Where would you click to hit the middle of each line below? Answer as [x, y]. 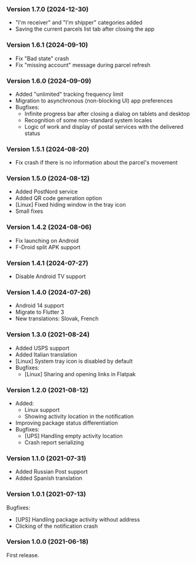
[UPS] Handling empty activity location [73, 436]
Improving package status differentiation [66, 423]
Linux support [42, 409]
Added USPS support [42, 348]
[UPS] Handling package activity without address [77, 519]
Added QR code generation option [59, 198]
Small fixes [29, 211]
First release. [23, 555]
